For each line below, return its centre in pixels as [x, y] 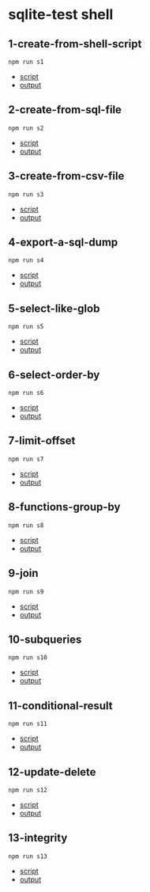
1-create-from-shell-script [75, 44]
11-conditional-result [60, 706]
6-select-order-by [54, 375]
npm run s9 [26, 591]
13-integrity [38, 838]
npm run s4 [26, 260]
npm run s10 [28, 658]
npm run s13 [28, 856]
